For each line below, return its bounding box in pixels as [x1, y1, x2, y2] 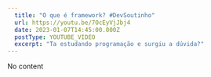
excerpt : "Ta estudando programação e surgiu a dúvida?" [14, 40, 205, 48]
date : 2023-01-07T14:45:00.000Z [14, 26, 121, 33]
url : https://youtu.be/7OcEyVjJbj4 [14, 19, 131, 26]
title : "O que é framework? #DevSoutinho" [14, 11, 155, 19]
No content [7, 61, 44, 71]
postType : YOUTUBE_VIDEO [14, 33, 96, 41]
